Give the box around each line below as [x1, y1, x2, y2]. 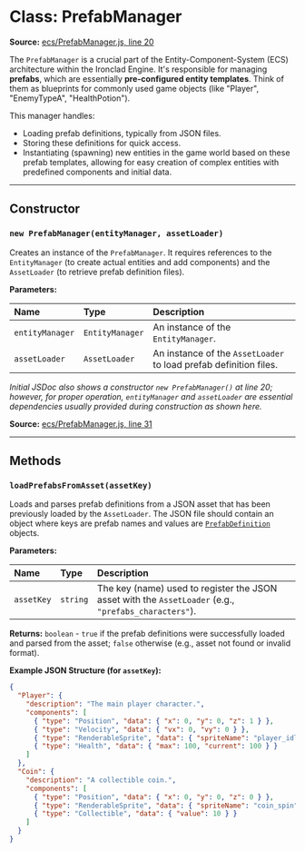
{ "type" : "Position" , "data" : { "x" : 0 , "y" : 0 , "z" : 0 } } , [33, 792, 274, 801]
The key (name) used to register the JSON [96, 582, 278, 595]
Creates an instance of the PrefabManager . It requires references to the [9, 247, 272, 258]
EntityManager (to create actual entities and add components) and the [9, 256, 271, 267]
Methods [9, 453, 62, 469]
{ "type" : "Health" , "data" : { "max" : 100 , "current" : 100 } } [33, 742, 279, 751]
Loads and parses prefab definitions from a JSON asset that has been [9, 499, 271, 510]
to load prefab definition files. [152, 358, 279, 371]
